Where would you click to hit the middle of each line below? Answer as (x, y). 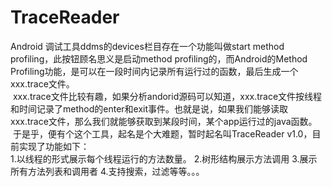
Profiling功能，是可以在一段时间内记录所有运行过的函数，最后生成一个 (154, 71)
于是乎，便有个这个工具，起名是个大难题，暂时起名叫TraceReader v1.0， (162, 133)
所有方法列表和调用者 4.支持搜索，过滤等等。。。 (107, 171)
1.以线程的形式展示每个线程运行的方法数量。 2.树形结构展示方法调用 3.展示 (164, 158)
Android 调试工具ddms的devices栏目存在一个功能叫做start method (147, 46)
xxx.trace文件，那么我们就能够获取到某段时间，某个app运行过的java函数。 (164, 121)
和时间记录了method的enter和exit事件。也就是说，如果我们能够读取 (149, 108)
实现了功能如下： (54, 146)
